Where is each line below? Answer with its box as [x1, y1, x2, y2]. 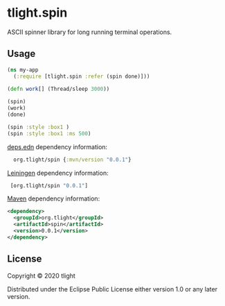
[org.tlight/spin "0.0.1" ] [10, 182, 89, 189]
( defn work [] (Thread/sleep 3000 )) [7, 85, 110, 93]
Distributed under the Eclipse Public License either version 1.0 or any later [7, 284, 218, 293]
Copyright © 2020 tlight [7, 271, 76, 280]
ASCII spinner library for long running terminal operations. [7, 28, 172, 36]
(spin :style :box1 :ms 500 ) [7, 130, 91, 137]
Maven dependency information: [7, 194, 100, 203]
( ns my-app [7, 66, 39, 74]
